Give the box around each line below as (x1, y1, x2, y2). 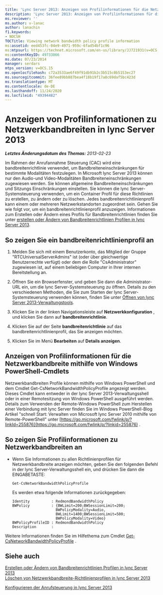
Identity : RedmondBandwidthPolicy (12, 499, 104, 504)
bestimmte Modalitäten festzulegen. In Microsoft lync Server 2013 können (5, 170, 153, 176)
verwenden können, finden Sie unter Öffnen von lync (48, 294, 154, 300)
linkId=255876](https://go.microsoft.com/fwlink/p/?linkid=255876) (5, 421, 138, 427)
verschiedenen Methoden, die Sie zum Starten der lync (12, 289, 123, 295)
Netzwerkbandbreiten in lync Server (5, 124, 155, 135)
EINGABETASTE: (12, 472, 45, 477)
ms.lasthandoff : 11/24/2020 (5, 88, 62, 93)
